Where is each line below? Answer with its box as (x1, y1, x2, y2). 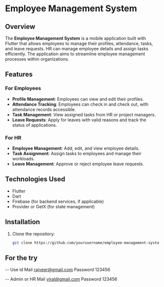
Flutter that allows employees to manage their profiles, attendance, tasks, (5, 41, 153, 46)
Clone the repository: (12, 231, 55, 237)
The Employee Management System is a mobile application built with (5, 35, 146, 41)
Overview (5, 22, 36, 31)
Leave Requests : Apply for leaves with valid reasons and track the (12, 117, 146, 123)
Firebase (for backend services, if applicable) (12, 199, 104, 204)
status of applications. (12, 122, 57, 128)
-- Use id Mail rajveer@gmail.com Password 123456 (5, 267, 110, 273)
